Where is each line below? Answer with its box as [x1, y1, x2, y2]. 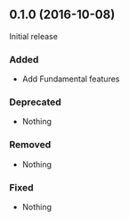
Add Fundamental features [21, 73, 120, 84]
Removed [9, 139, 52, 151]
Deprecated [9, 96, 62, 108]
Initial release [9, 30, 58, 41]
